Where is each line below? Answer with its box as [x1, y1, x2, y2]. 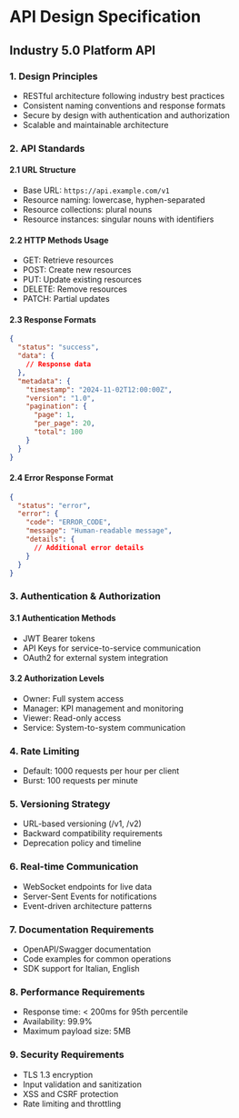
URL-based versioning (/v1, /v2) [22, 818, 143, 829]
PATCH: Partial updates [22, 294, 111, 304]
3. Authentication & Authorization [9, 590, 162, 603]
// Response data [25, 360, 92, 369]
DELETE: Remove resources [22, 284, 127, 294]
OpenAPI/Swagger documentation [22, 943, 152, 954]
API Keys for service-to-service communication [22, 643, 202, 654]
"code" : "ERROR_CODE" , [25, 518, 112, 527]
